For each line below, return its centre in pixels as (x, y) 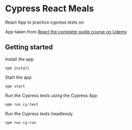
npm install (17, 68)
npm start (15, 86)
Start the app (18, 77)
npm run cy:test (22, 104)
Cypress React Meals (49, 9)
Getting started (29, 47)
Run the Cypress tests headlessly (39, 113)
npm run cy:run (21, 123)
